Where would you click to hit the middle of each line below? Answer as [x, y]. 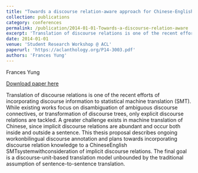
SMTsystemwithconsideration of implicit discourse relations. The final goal [97, 151]
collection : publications [38, 17]
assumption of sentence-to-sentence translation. [66, 164]
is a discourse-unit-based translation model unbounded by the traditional [95, 157]
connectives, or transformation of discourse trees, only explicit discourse [95, 114]
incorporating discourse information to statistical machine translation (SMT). [99, 101]
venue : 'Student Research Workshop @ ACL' [59, 45]
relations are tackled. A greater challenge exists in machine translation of [95, 120]
